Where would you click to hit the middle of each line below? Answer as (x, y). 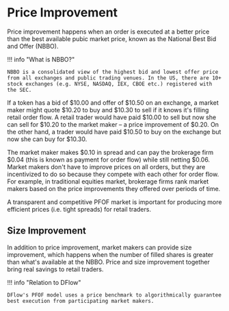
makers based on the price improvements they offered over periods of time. (114, 188)
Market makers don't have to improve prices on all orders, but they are (106, 166)
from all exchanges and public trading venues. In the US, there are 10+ (114, 78)
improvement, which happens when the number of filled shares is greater (110, 254)
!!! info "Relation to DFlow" (44, 282)
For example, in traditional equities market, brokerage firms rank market (108, 181)
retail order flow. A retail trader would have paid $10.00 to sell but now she (112, 117)
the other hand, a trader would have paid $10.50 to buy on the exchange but (114, 132)
